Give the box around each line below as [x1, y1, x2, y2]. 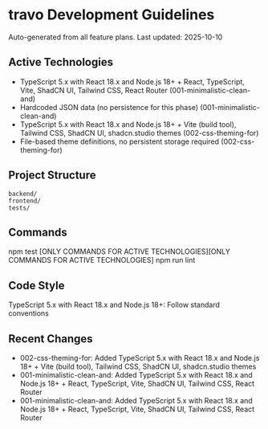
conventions [8, 308, 50, 318]
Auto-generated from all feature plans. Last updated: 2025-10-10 [8, 32, 223, 42]
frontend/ [8, 197, 42, 205]
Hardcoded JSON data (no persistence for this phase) [19, 102, 199, 112]
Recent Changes [8, 332, 94, 345]
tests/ [8, 203, 30, 212]
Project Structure [8, 169, 96, 182]
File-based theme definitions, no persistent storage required [19, 137, 219, 146]
